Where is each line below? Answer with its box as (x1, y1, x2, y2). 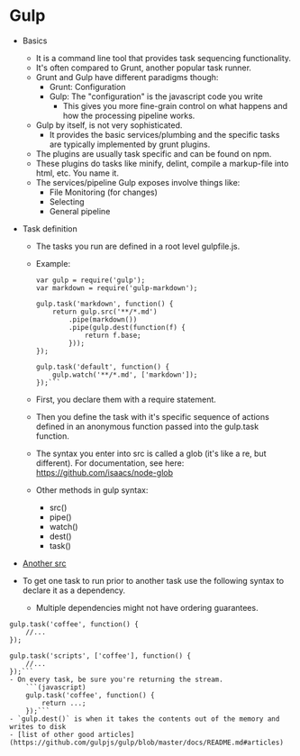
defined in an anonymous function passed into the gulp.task (35, 421, 259, 432)
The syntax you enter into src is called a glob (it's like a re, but (35, 448, 267, 459)
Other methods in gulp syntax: (35, 484, 149, 496)
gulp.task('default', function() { (35, 362, 169, 371)
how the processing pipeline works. (62, 110, 195, 121)
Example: (35, 258, 70, 269)
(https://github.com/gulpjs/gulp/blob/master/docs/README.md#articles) (9, 738, 284, 747)
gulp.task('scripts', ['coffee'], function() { (9, 651, 192, 660)
